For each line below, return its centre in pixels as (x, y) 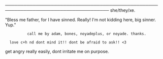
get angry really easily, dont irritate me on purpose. (57, 51)
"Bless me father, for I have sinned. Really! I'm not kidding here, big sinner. (81, 20)
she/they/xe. (123, 10)
